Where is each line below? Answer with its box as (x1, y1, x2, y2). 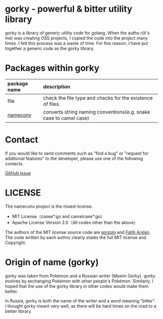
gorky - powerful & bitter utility (5, 3, 132, 15)
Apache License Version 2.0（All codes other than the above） (12, 219, 138, 225)
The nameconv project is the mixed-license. (5, 203, 93, 209)
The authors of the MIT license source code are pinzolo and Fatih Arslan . (5, 229, 151, 235)
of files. (43, 100, 61, 107)
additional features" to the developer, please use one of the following (5, 155, 143, 161)
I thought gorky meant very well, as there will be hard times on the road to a (5, 303, 157, 309)
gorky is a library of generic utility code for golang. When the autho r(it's (5, 30, 150, 36)
